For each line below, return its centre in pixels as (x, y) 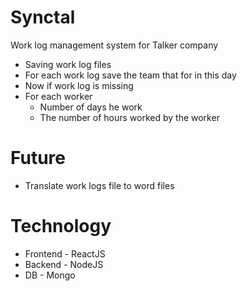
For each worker (58, 96)
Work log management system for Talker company (114, 45)
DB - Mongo (50, 275)
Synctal (43, 17)
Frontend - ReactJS (65, 253)
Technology (61, 226)
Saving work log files (68, 64)
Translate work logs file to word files (99, 185)
